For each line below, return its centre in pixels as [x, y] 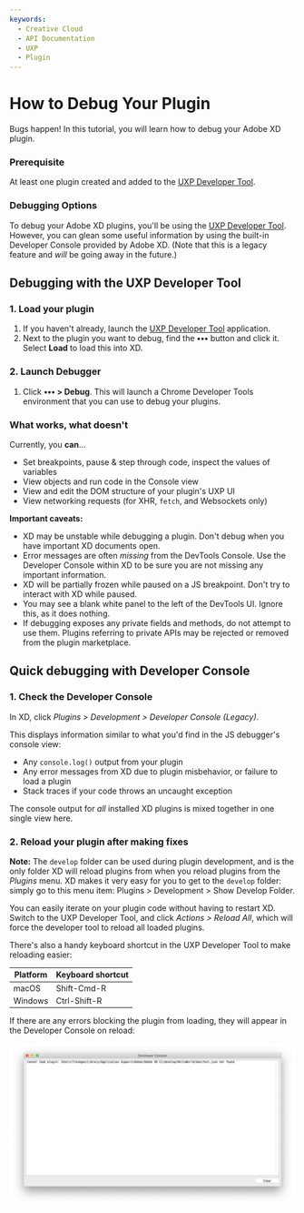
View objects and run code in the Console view [111, 481]
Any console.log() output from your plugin [103, 762]
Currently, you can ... [48, 444]
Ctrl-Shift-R [79, 1000]
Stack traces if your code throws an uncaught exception [127, 791]
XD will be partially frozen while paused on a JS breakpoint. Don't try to [156, 584]
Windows [31, 1000]
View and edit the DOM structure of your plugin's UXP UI [129, 490]
